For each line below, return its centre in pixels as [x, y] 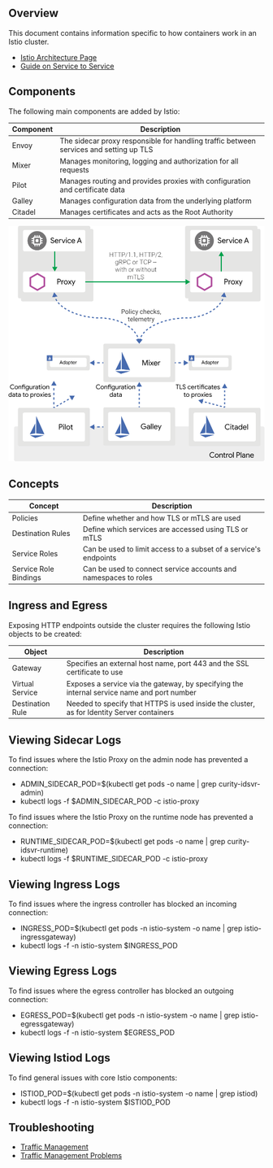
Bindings [27, 577]
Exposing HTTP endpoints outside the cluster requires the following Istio [129, 625]
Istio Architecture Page [58, 57]
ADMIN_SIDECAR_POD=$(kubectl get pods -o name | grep [118, 784]
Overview [34, 13]
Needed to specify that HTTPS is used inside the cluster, [161, 704]
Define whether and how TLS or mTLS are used [162, 518]
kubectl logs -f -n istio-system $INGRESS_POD [99, 946]
